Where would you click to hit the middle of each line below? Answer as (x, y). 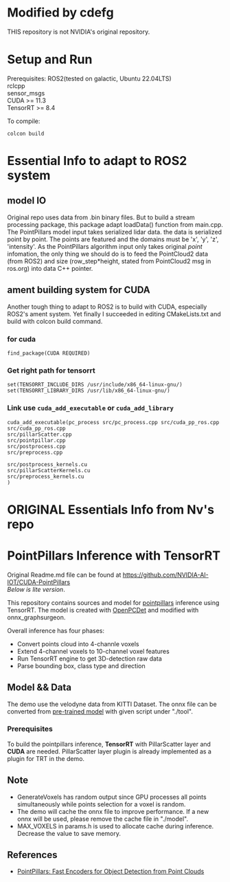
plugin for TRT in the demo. (46, 758)
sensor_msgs (26, 93)
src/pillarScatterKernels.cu (49, 470)
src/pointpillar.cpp (37, 440)
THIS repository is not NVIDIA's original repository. (79, 32)
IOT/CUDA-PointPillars (39, 582)
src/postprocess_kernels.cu (47, 464)
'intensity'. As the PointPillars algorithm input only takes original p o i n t (105, 246)
